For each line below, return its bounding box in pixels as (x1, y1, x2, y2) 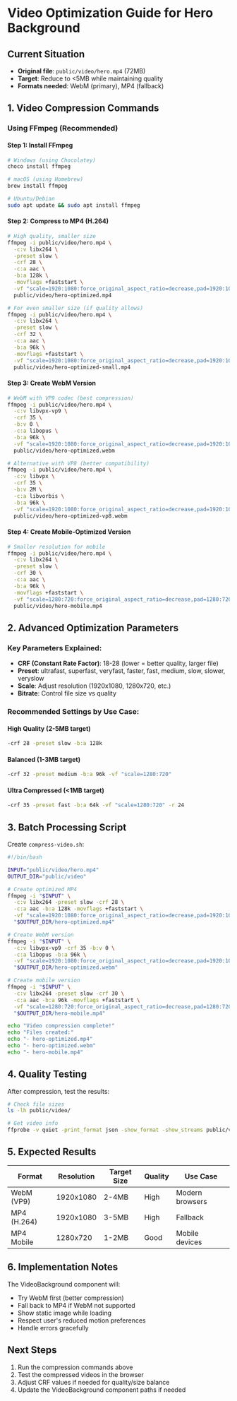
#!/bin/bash (7, 854, 42, 861)
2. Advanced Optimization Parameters (7, 621, 179, 633)
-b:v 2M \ (13, 486, 42, 494)
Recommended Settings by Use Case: (7, 706, 140, 716)
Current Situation (7, 48, 85, 60)
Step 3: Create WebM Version (7, 379, 97, 388)
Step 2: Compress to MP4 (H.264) (7, 217, 109, 225)
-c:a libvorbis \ (13, 492, 65, 499)
